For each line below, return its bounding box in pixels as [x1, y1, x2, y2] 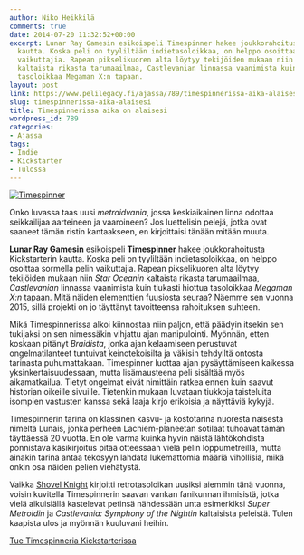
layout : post [9, 81, 59, 90]
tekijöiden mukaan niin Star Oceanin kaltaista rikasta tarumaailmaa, [9, 273, 260, 283]
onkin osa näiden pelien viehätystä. [9, 462, 142, 473]
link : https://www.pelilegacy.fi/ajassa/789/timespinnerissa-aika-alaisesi [9, 89, 301, 98]
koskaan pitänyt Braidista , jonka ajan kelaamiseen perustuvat [9, 339, 238, 349]
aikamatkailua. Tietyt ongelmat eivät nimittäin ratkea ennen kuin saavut [9, 377, 274, 388]
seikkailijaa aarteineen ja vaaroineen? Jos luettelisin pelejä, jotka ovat [9, 216, 268, 227]
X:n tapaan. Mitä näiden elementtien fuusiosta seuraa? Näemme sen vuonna [9, 292, 294, 303]
